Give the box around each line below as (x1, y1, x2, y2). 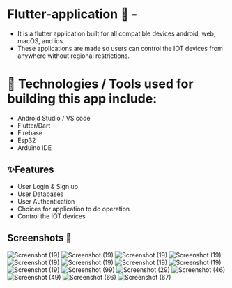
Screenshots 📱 (7, 232, 72, 244)
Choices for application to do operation (17, 204, 130, 213)
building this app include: (7, 91, 157, 107)
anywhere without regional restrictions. (17, 52, 130, 60)
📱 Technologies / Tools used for (7, 76, 194, 92)
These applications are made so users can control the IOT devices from (17, 44, 223, 52)
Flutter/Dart (17, 121, 51, 130)
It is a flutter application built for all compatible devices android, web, (17, 29, 216, 38)
